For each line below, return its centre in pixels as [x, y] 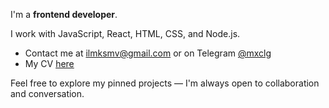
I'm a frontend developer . [64, 14]
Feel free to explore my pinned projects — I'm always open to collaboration [165, 83]
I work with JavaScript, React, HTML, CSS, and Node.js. [125, 33]
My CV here [49, 63]
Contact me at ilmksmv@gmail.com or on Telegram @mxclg [148, 53]
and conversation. [47, 93]
